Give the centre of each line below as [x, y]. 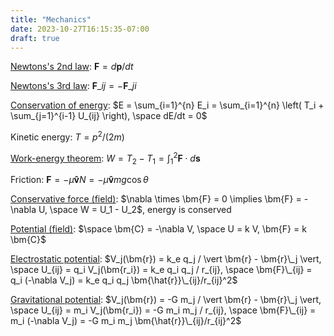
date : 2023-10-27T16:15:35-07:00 [80, 29]
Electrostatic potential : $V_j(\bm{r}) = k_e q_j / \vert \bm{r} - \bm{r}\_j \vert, [166, 259]
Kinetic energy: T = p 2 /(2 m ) [67, 136]
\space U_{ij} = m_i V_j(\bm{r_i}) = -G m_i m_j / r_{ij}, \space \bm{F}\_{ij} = [163, 310]
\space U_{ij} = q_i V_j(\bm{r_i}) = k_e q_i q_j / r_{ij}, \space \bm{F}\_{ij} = [161, 270]
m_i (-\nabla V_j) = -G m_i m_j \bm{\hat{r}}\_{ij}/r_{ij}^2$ [126, 321]
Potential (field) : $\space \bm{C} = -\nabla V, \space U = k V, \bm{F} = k [158, 229]
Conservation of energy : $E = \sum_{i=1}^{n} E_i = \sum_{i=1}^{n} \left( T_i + [167, 105]
